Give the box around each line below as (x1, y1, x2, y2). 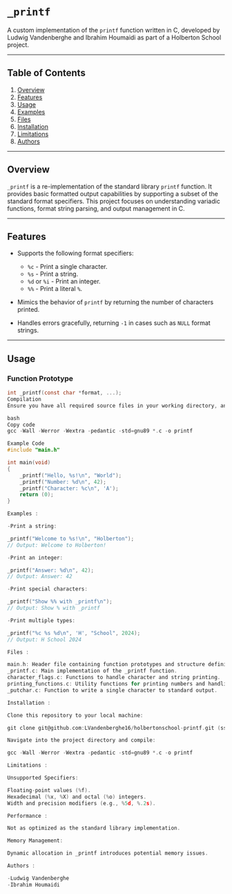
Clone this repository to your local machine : (7, 712, 144, 719)
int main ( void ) (7, 459, 51, 466)
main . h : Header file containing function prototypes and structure (7, 661, 206, 668)
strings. (17, 326, 39, 335)
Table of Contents (7, 67, 86, 79)
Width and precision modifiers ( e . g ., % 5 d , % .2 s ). (7, 800, 156, 807)
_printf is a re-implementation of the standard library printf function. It (7, 182, 212, 191)
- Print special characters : (7, 586, 88, 593)
